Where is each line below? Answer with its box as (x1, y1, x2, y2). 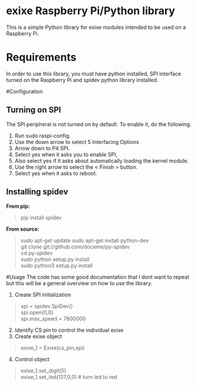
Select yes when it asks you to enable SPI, (14, 151, 118, 158)
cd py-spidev (20, 249, 53, 256)
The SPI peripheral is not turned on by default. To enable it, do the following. (6, 120, 192, 127)
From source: (6, 225, 40, 233)
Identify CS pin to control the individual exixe (14, 326, 124, 333)
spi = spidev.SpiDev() (20, 302, 73, 309)
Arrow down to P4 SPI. (14, 145, 70, 152)
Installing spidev (6, 187, 68, 197)
